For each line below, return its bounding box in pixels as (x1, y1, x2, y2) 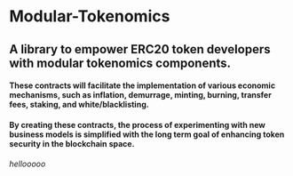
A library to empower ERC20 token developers (9, 42, 271, 57)
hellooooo (9, 158, 46, 170)
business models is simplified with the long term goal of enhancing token (9, 129, 285, 140)
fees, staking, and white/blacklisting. (9, 100, 149, 110)
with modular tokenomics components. (9, 55, 232, 70)
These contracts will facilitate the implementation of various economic (9, 80, 276, 91)
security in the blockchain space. (9, 138, 135, 148)
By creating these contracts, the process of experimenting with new (9, 119, 266, 130)
